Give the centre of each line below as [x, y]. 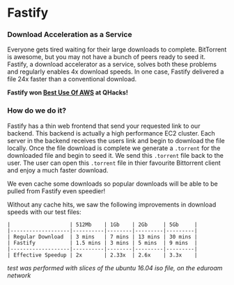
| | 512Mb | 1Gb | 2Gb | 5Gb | [102, 225]
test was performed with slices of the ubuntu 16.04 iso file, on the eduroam [115, 268]
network [19, 275]
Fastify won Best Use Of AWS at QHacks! [68, 92]
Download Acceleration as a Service [70, 35]
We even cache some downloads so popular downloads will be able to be [112, 184]
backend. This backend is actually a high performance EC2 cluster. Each [111, 133]
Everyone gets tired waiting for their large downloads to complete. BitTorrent [117, 49]
